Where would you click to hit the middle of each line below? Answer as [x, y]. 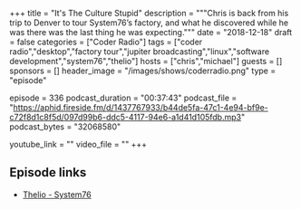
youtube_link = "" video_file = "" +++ [78, 144]
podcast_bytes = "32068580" [65, 127]
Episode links [48, 172]
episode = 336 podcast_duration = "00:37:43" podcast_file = [123, 98]
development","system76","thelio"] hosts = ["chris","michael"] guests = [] [146, 61]
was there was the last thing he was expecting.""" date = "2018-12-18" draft [151, 32]
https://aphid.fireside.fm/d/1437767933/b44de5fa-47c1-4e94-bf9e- [141, 107]
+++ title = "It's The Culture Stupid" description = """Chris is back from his [149, 13]
